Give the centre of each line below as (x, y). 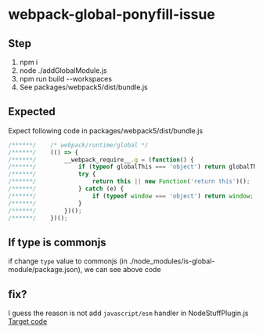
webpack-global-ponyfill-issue (112, 15)
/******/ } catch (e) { (66, 189)
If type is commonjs (58, 242)
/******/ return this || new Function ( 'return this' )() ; (129, 182)
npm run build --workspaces (65, 79)
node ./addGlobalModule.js (63, 71)
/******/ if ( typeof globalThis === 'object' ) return (117, 167)
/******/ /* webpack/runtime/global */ (78, 145)
